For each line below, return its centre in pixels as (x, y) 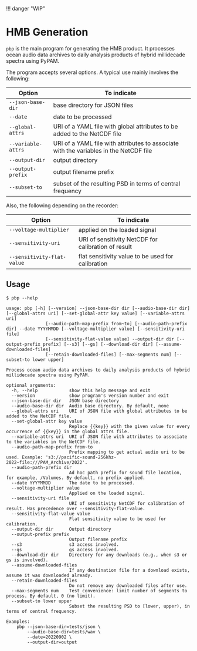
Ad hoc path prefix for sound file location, (125, 473)
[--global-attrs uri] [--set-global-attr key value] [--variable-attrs (95, 313)
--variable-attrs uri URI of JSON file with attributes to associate (99, 437)
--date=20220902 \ (50, 637)
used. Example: (25, 457)
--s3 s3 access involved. (65, 544)
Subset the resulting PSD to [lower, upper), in (130, 606)
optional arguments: (31, 385)
